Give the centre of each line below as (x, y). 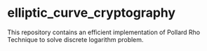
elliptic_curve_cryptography (92, 13)
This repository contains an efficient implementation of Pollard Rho (104, 32)
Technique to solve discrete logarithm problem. (75, 39)
